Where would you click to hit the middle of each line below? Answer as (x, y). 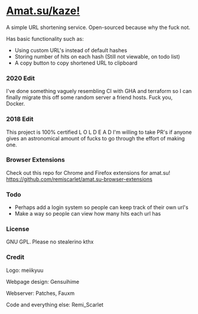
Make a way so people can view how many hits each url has (88, 214)
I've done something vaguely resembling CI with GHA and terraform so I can (99, 91)
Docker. (16, 104)
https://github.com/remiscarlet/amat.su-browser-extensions (79, 179)
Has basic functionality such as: (45, 39)
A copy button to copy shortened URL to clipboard (76, 63)
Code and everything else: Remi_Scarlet (55, 305)
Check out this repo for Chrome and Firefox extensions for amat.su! (88, 172)
